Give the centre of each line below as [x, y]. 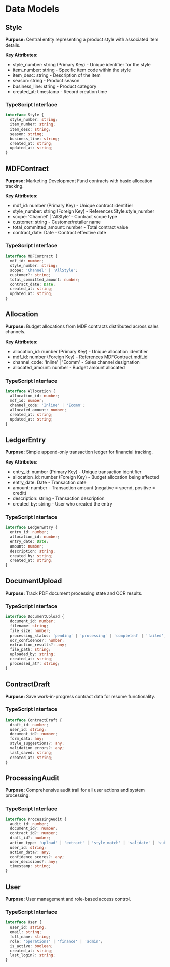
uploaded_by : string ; [33, 654]
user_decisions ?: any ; [34, 861]
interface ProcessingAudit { [36, 819]
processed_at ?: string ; [35, 663]
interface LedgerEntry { [31, 528]
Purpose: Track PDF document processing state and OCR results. [74, 593]
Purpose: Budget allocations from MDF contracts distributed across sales [82, 326]
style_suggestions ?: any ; [37, 744]
